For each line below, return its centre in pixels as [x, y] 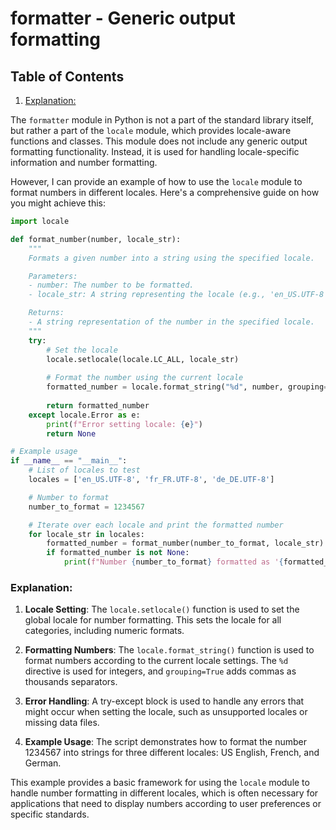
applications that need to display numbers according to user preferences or [166, 804]
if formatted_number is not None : [118, 553]
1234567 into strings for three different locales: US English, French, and [172, 753]
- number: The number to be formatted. [111, 285]
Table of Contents [67, 76]
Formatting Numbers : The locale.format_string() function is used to [169, 650]
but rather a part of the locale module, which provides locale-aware [151, 130]
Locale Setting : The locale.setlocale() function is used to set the [162, 609]
